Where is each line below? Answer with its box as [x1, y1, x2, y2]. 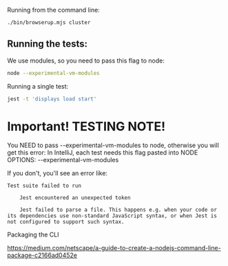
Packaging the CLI [7, 230, 59, 239]
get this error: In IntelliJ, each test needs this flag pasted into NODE [7, 148, 198, 157]
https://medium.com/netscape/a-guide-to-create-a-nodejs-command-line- [7, 244, 222, 252]
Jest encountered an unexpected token [19, 195, 131, 201]
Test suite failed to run [7, 182, 81, 190]
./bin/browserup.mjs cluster [7, 19, 91, 26]
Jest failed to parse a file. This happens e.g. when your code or [19, 206, 217, 214]
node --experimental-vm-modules [7, 69, 100, 76]
